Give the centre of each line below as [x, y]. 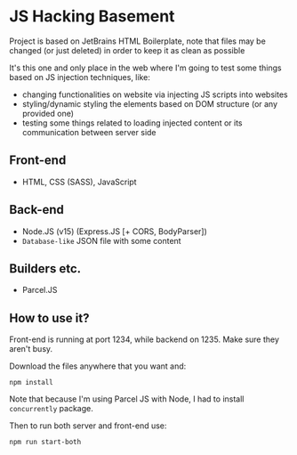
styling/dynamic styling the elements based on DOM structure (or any [150, 103]
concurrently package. [51, 409]
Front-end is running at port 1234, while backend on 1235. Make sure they [144, 339]
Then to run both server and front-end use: [88, 426]
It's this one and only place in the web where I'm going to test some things [145, 68]
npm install [31, 383]
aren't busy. [31, 349]
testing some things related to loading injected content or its [132, 123]
